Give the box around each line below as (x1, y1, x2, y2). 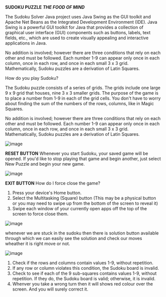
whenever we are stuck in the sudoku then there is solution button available (5, 230, 159, 236)
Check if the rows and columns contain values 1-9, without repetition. (12, 260, 154, 266)
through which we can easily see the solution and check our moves (5, 236, 142, 241)
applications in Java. (5, 40, 47, 46)
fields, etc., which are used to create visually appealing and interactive (5, 35, 149, 41)
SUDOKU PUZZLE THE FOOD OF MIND (5, 4, 85, 10)
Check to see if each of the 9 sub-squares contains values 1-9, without (12, 270, 157, 276)
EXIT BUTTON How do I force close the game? (5, 180, 100, 186)
